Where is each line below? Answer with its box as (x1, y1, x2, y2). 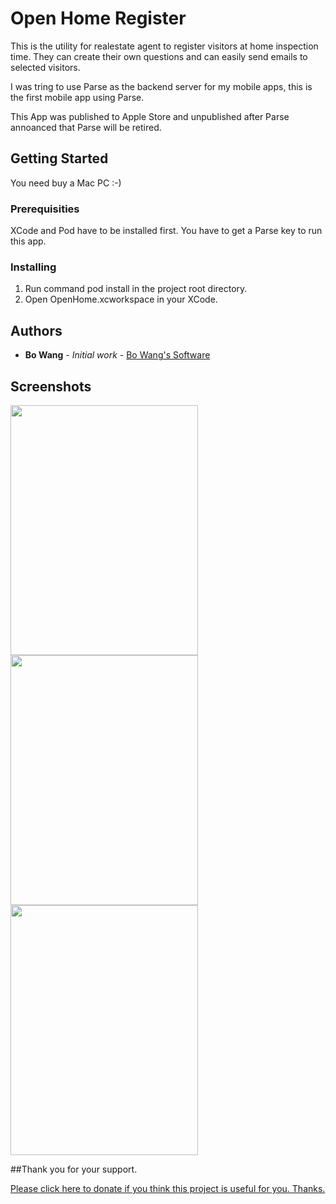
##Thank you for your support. (10, 1163, 138, 1175)
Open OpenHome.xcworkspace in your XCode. (24, 293, 218, 306)
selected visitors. (10, 61, 81, 73)
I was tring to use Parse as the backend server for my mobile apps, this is (10, 80, 313, 92)
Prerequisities (10, 202, 80, 216)
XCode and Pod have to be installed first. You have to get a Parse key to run (10, 225, 323, 237)
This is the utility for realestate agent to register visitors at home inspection (10, 40, 319, 52)
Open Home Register (10, 7, 187, 30)
